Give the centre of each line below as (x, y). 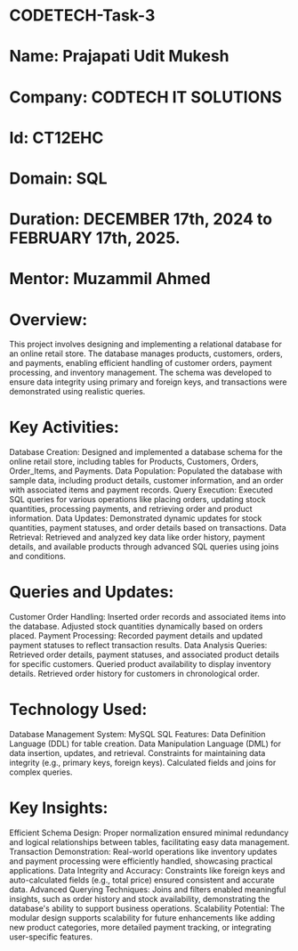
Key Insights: (59, 808)
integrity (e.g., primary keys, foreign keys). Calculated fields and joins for (143, 763)
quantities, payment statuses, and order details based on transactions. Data (148, 528)
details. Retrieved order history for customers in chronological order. (135, 674)
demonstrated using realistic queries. (77, 392)
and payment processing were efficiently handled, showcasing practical (141, 861)
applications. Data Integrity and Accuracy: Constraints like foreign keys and (147, 870)
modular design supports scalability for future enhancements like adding (142, 918)
